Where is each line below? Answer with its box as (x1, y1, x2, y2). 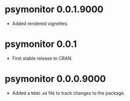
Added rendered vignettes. (12, 20, 69, 27)
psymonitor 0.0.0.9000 (5, 73, 106, 85)
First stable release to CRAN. (12, 55, 73, 61)
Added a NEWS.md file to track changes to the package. (12, 90, 125, 96)
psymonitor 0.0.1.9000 (5, 4, 104, 15)
